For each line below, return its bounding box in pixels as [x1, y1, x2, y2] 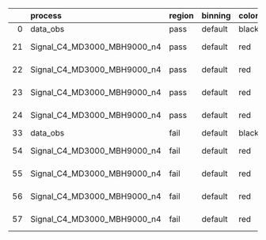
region [169, 10, 194, 21]
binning [201, 10, 231, 21]
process [30, 10, 62, 21]
